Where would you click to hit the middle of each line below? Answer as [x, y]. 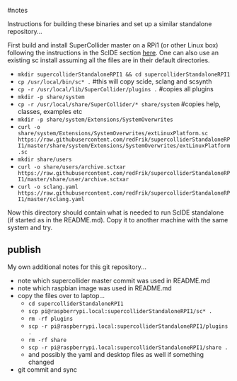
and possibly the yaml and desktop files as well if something [116, 354]
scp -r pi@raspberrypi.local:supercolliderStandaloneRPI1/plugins [128, 326]
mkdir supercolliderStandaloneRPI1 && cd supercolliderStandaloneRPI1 [124, 74]
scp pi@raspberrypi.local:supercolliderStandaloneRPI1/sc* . [120, 311]
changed [41, 362]
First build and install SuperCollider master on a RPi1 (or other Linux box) [113, 45]
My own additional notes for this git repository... [77, 267]
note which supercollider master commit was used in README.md [114, 280]
